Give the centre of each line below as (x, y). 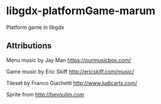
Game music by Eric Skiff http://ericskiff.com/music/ (70, 71)
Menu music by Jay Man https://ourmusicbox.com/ (69, 60)
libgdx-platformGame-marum (81, 11)
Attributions (29, 46)
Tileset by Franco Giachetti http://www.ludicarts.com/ (72, 83)
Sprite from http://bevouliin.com (45, 94)
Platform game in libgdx (35, 27)
